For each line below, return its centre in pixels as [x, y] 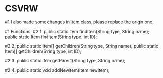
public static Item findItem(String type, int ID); [51, 37]
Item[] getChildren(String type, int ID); [43, 51]
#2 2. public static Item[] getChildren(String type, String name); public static [81, 46]
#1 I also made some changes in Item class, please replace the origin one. [79, 22]
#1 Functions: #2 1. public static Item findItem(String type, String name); [77, 31]
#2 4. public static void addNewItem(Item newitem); [57, 70]
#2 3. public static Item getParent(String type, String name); [65, 60]
